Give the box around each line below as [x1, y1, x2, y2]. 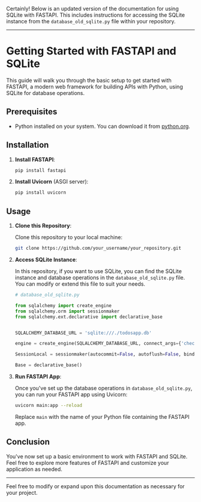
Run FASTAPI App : [14, 373, 62, 380]
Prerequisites [6, 107, 57, 117]
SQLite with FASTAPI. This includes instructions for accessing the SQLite [6, 11, 185, 19]
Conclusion [6, 437, 50, 447]
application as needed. [6, 466, 63, 473]
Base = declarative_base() [14, 362, 83, 368]
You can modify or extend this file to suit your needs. [14, 280, 145, 287]
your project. [6, 489, 38, 496]
